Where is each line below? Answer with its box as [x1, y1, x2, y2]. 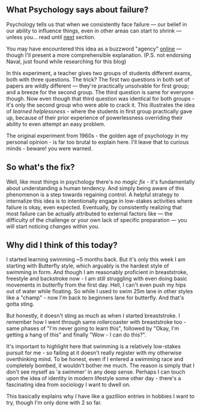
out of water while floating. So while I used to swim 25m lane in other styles [6, 288, 193, 295]
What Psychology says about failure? [6, 5, 149, 15]
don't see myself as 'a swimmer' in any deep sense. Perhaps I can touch [6, 368, 186, 375]
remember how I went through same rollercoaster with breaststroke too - [6, 318, 187, 326]
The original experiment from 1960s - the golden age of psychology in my [6, 132, 188, 139]
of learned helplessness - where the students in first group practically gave [6, 107, 193, 115]
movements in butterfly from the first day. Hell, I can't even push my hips [6, 281, 186, 288]
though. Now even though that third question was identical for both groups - [6, 95, 195, 102]
